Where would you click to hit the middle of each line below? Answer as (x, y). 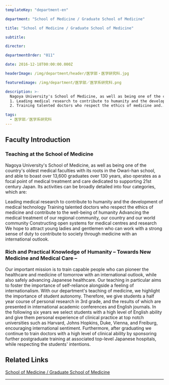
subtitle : (16, 37)
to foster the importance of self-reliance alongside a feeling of (70, 285)
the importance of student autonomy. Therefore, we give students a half (80, 296)
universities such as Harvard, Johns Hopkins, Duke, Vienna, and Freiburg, (81, 323)
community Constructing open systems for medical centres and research (81, 223)
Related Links (27, 360)
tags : (11, 115)
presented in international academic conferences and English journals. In (81, 306)
